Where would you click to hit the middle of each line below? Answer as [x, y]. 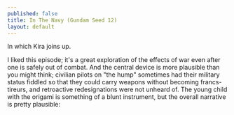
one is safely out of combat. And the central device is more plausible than [113, 68]
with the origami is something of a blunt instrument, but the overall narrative [117, 97]
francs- [211, 82]
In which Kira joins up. [39, 47]
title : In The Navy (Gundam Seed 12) [62, 20]
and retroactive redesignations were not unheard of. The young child [128, 90]
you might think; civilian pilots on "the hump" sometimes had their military [113, 75]
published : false [33, 14]
